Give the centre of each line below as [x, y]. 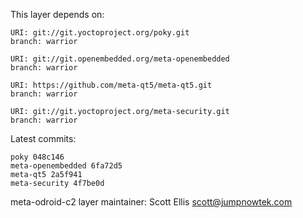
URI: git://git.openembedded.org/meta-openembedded [120, 59]
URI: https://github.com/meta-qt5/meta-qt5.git [111, 85]
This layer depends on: [57, 14]
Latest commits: [43, 138]
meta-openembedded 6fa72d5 [66, 166]
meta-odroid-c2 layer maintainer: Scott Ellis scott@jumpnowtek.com [151, 202]
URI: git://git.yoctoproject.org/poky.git [100, 33]
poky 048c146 [37, 157]
